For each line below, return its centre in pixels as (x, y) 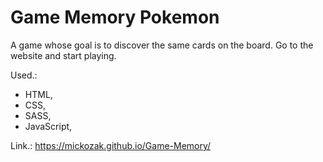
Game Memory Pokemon (115, 17)
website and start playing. (63, 55)
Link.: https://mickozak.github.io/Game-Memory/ (111, 145)
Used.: (24, 75)
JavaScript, (48, 126)
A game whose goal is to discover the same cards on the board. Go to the (162, 45)
